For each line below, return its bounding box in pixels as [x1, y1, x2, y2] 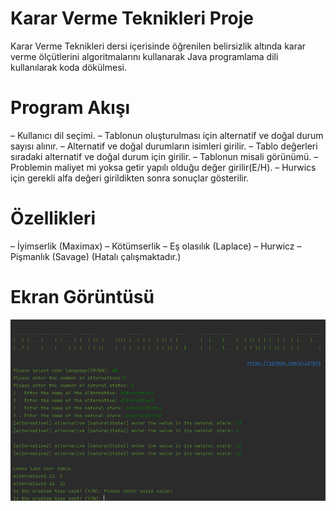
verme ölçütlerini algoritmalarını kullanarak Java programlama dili [10, 50, 279, 62]
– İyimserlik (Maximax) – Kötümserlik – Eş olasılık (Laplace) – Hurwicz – [10, 240, 302, 252]
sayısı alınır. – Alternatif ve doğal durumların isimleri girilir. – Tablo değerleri [10, 140, 318, 152]
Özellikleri [10, 207, 97, 230]
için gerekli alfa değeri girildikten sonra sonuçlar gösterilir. [10, 172, 250, 184]
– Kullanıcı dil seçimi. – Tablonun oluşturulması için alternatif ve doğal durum [10, 129, 324, 141]
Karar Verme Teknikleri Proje [10, 7, 255, 30]
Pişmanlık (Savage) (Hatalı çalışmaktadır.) [10, 250, 182, 262]
